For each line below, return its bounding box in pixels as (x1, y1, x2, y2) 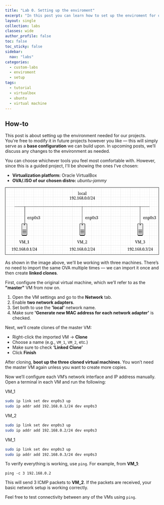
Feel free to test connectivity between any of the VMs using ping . (5, 494, 137, 500)
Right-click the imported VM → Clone (12, 334, 88, 340)
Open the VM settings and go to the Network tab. (12, 294, 112, 300)
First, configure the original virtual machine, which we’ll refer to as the (5, 280, 145, 286)
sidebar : (5, 49, 23, 54)
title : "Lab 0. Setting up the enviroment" (5, 8, 95, 13)
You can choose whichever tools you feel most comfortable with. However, (5, 158, 156, 164)
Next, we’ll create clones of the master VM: (5, 325, 92, 331)
